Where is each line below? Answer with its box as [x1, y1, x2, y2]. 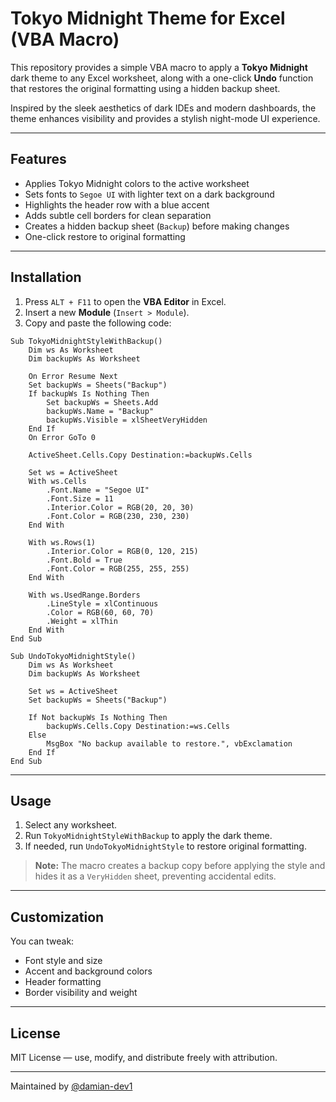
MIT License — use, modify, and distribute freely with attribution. [10, 1052, 278, 1063]
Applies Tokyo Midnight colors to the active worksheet [24, 177, 250, 189]
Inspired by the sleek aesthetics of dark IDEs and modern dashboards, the [10, 102, 317, 114]
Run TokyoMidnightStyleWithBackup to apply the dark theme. [24, 830, 273, 842]
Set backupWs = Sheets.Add [46, 397, 159, 407]
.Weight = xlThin [46, 616, 118, 626]
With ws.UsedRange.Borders [28, 590, 141, 600]
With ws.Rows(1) [28, 537, 97, 547]
